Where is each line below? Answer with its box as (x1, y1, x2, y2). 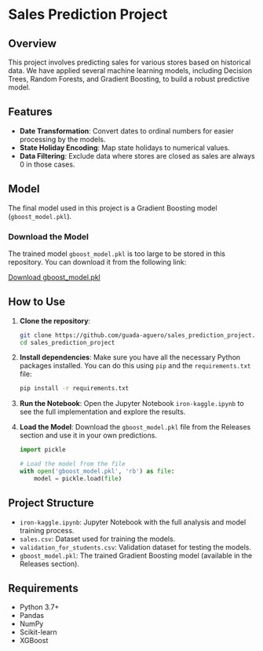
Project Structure (8, 496, 94, 510)
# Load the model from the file (19, 460, 126, 468)
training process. (19, 525, 75, 535)
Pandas (19, 611, 45, 620)
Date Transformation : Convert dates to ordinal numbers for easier (19, 126, 234, 135)
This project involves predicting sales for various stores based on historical (8, 57, 251, 67)
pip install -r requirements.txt (19, 385, 130, 393)
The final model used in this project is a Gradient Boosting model (8, 203, 217, 213)
